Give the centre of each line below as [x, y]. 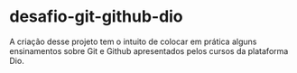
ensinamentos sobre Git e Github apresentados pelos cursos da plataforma [149, 50]
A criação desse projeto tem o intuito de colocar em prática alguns [133, 41]
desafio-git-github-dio [96, 17]
